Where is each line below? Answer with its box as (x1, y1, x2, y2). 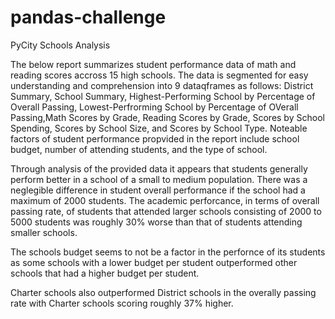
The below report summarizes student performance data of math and (10, 58, 297, 70)
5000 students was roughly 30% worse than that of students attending (10, 216, 303, 228)
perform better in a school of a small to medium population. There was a (10, 173, 308, 185)
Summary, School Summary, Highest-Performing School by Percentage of (10, 90, 316, 102)
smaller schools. (10, 226, 78, 238)
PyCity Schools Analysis (10, 39, 111, 51)
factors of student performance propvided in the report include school (10, 132, 300, 145)
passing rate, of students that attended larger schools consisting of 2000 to (10, 205, 322, 217)
